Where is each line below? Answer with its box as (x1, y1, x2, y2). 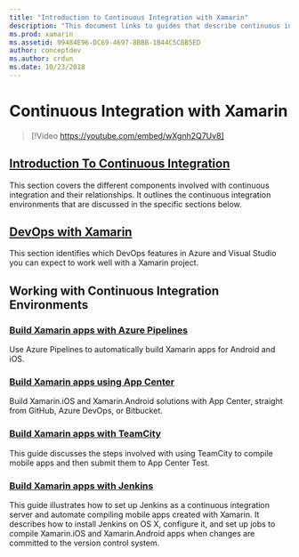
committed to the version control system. (9, 537, 160, 548)
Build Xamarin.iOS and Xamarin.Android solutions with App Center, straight (9, 396, 283, 407)
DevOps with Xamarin (9, 224, 133, 240)
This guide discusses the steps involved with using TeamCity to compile (9, 448, 273, 458)
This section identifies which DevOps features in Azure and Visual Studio (9, 248, 277, 259)
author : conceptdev (9, 46, 82, 55)
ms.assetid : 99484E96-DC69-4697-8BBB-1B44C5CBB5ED (9, 37, 201, 47)
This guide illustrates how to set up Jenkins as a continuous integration (9, 500, 270, 511)
